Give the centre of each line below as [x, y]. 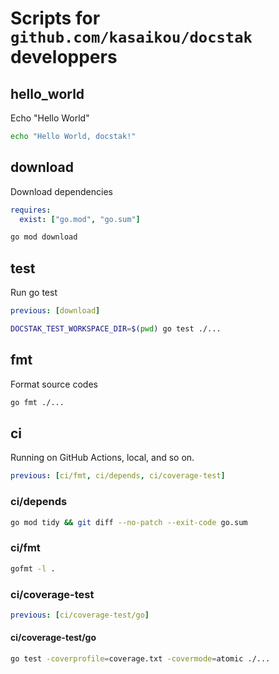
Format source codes [54, 384]
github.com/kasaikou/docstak [131, 37]
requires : [31, 210]
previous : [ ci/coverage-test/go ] [80, 615]
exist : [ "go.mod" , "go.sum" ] [80, 219]
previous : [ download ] [55, 311]
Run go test [34, 293]
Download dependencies [61, 191]
